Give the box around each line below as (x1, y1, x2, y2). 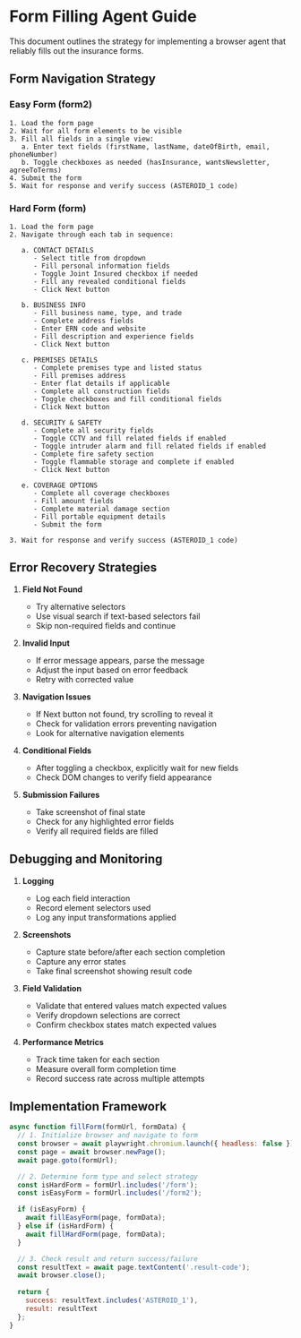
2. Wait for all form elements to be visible (9, 126, 182, 135)
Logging (21, 875, 55, 886)
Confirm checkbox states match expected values (35, 1019, 217, 1030)
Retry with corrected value (35, 673, 134, 684)
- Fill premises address (32, 371, 126, 380)
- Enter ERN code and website (32, 324, 146, 333)
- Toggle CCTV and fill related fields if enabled (32, 433, 227, 442)
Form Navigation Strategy (9, 72, 157, 87)
